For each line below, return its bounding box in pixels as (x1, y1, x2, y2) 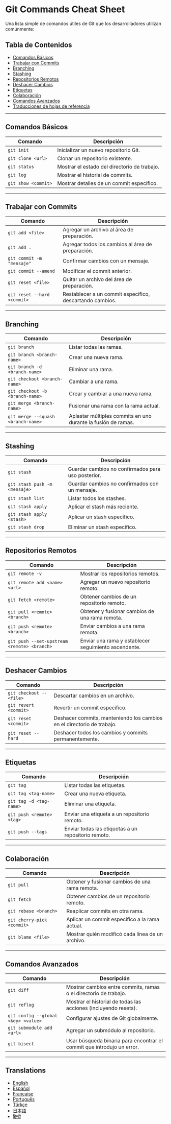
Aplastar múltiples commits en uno (69, 413, 152, 420)
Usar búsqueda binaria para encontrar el (66, 1037, 163, 1044)
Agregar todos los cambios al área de (63, 241, 152, 248)
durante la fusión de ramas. (69, 419, 134, 426)
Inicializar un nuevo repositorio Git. (57, 147, 140, 154)
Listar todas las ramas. (69, 344, 123, 351)
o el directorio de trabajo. (66, 990, 126, 997)
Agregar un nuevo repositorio (80, 578, 151, 585)
